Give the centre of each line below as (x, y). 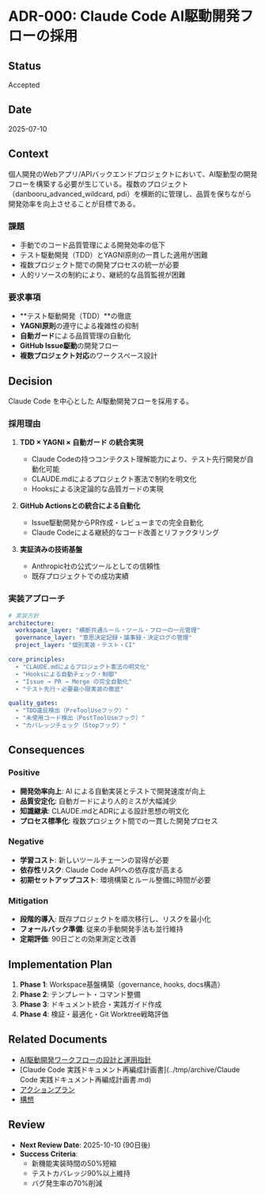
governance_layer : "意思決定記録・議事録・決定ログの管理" (104, 638)
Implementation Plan (61, 964)
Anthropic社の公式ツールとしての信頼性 (96, 566)
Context (28, 154)
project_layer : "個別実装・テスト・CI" (76, 645)
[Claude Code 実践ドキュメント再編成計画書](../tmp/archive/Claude (130, 1069)
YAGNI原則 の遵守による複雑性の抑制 (79, 326)
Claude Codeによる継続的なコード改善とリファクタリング (125, 533)
